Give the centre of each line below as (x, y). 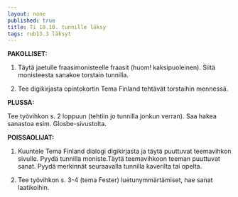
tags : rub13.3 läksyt (39, 34)
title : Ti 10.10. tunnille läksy (57, 27)
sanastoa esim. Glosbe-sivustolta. (57, 124)
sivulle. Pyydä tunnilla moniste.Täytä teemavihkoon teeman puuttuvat (119, 159)
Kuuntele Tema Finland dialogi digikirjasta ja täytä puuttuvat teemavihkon (124, 151)
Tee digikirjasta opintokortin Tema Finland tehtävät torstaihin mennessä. (123, 89)
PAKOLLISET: (27, 54)
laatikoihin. (33, 188)
